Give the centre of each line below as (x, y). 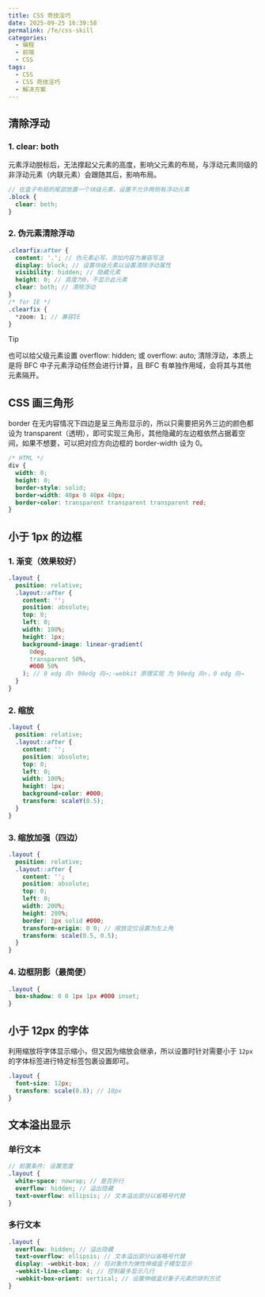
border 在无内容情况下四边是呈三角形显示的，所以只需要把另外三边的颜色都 (131, 423)
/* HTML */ (26, 458)
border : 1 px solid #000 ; (63, 920)
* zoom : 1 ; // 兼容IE (48, 317)
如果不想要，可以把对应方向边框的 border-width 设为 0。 (114, 443)
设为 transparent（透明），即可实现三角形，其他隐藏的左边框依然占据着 (123, 434)
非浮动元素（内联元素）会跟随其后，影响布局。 (84, 174)
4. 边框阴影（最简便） (49, 972)
